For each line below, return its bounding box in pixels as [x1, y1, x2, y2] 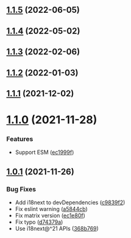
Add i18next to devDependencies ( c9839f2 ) [15, 199, 126, 206]
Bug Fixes [6, 185, 37, 193]
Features [6, 135, 34, 144]
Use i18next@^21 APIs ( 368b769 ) [15, 225, 99, 232]
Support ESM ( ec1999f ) [15, 148, 74, 156]
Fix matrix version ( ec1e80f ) [15, 212, 85, 220]
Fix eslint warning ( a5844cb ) [15, 205, 88, 213]
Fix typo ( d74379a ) [15, 218, 63, 226]
